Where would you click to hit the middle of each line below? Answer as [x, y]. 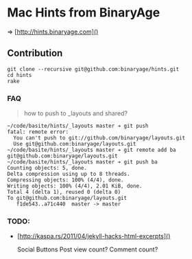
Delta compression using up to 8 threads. [69, 174]
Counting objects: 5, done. [47, 168]
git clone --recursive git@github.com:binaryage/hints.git [93, 69]
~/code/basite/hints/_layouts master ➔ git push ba [82, 162]
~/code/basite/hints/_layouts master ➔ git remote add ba [92, 150]
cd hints [20, 75]
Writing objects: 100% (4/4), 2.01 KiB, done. [75, 186]
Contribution [35, 53]
